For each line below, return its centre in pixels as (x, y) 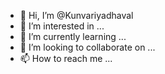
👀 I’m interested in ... (62, 26)
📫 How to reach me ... (66, 58)
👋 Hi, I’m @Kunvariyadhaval (76, 15)
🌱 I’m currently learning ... (73, 36)
